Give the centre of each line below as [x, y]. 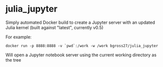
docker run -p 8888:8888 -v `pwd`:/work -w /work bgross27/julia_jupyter [82, 46]
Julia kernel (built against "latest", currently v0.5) [54, 27]
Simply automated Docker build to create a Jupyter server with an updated [80, 22]
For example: [19, 37]
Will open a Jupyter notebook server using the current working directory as [81, 55]
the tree [13, 60]
